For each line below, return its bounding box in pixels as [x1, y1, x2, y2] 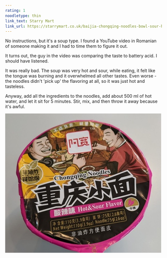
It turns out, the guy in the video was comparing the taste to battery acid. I [5, 53, 158, 59]
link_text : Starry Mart [5, 18, 55, 23]
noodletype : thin [5, 13, 41, 18]
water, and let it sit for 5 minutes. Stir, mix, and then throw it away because [5, 98, 158, 104]
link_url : [5, 24, 26, 29]
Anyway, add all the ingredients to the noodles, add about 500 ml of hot [5, 93, 152, 99]
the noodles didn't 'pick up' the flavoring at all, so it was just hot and [5, 78, 145, 84]
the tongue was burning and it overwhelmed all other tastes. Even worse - [5, 73, 157, 79]
